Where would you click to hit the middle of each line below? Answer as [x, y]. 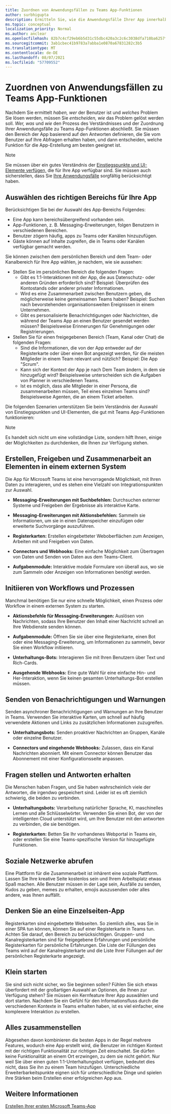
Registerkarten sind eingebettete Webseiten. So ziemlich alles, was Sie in [82, 923]
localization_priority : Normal [38, 29]
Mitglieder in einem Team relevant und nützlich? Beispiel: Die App [89, 359]
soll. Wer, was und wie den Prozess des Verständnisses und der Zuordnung [84, 124]
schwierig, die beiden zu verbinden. [43, 798]
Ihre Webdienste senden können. [47, 626]
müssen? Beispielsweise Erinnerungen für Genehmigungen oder [88, 326]
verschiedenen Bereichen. [40, 230]
